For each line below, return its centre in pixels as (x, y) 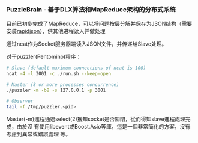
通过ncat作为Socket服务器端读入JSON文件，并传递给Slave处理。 (87, 44)
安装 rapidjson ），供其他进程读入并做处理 (56, 31)
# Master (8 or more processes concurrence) (63, 85)
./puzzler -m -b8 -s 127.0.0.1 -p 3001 (56, 90)
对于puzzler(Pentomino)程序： (44, 57)
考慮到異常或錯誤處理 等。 (38, 134)
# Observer (20, 101)
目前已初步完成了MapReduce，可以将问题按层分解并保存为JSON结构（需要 (99, 24)
